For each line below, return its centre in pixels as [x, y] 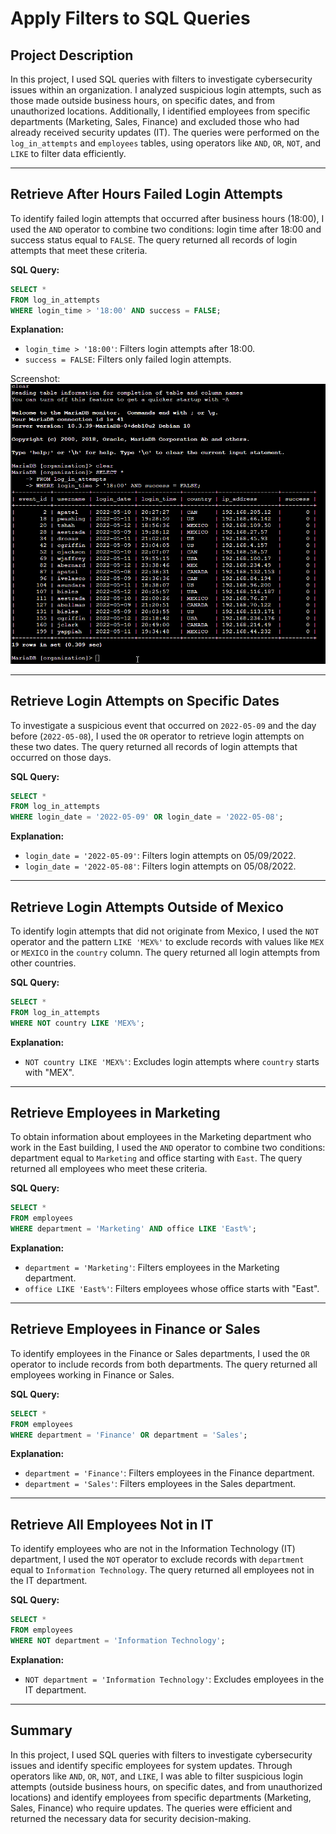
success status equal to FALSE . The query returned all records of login [154, 239]
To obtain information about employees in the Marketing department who [161, 1137]
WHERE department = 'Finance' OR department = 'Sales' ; [129, 1435]
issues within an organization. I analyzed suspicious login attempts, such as [166, 90]
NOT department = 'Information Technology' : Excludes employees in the [174, 1679]
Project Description [72, 55]
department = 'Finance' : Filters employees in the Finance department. [169, 1473]
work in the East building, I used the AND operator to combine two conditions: [168, 1148]
